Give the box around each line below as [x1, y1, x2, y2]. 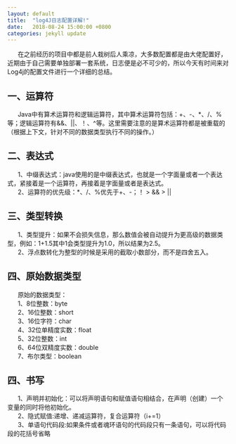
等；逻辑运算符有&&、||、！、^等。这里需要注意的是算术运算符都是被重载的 [7, 119, 225, 127]
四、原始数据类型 [7, 270, 81, 282]
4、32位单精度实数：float [17, 325, 92, 334]
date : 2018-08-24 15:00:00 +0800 [7, 23, 112, 30]
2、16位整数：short [17, 308, 74, 316]
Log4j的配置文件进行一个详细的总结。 [7, 67, 117, 76]
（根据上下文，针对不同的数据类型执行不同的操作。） [7, 128, 158, 136]
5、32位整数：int [17, 334, 67, 343]
